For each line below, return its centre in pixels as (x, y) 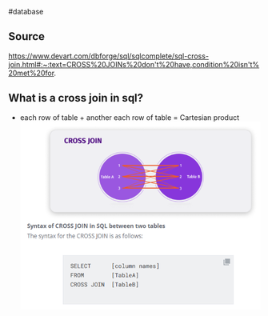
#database (26, 12)
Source (27, 36)
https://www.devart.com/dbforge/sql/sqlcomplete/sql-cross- (109, 56)
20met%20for (31, 73)
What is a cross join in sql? (76, 98)
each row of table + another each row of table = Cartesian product (130, 117)
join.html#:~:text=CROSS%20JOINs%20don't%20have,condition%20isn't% (134, 64)
